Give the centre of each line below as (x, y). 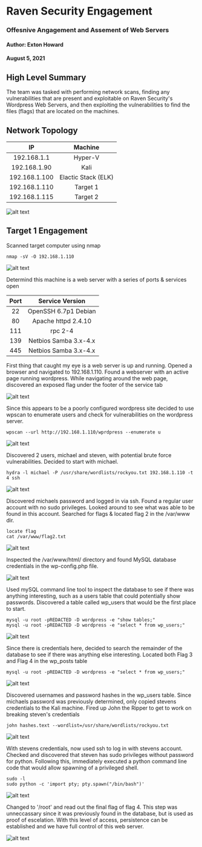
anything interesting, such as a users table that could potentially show (93, 596)
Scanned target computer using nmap (54, 245)
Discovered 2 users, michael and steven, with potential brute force (89, 455)
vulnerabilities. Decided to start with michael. (62, 461)
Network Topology (42, 130)
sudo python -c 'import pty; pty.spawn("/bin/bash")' (76, 784)
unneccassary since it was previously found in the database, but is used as (100, 813)
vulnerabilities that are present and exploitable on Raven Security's (90, 99)
